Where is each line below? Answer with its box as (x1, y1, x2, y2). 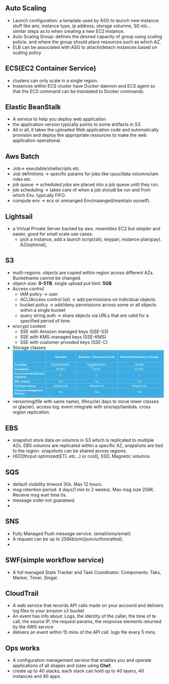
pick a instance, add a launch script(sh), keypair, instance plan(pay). (20, 236, 162, 242)
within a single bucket (20, 307, 65, 313)
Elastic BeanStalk (5, 103, 61, 111)
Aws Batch (5, 152, 39, 161)
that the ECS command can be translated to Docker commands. (12, 88, 145, 94)
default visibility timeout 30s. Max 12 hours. (12, 481, 103, 487)
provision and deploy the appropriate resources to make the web (12, 132, 147, 138)
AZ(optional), (20, 242, 48, 248)
